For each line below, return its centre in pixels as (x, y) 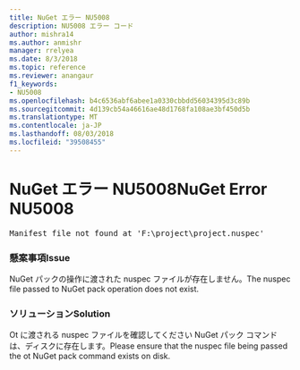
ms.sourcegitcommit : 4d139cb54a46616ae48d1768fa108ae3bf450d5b (130, 109)
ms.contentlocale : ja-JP (56, 126)
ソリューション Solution (60, 314)
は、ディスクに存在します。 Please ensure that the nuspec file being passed (149, 346)
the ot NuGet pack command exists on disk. (90, 356)
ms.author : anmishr (46, 42)
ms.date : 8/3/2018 (43, 59)
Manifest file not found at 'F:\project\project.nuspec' (137, 233)
